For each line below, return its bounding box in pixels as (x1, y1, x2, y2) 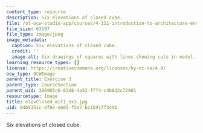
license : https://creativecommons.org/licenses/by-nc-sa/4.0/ (6, 65, 166, 71)
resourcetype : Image (6, 93, 59, 99)
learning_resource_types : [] (6, 59, 80, 65)
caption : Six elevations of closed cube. (11, 43, 118, 49)
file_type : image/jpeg (6, 31, 63, 37)
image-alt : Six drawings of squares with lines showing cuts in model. (11, 54, 196, 60)
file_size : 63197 (6, 25, 50, 32)
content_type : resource (6, 8, 66, 15)
